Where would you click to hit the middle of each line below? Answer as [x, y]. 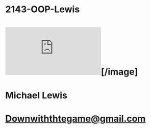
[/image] [120, 72]
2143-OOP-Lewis [43, 9]
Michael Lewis [36, 95]
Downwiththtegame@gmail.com [75, 119]
